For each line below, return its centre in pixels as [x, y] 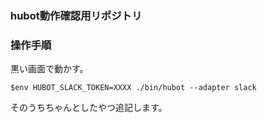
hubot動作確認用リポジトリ [76, 15]
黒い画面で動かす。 [49, 69]
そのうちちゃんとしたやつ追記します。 [89, 108]
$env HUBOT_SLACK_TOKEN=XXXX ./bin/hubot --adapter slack [133, 88]
